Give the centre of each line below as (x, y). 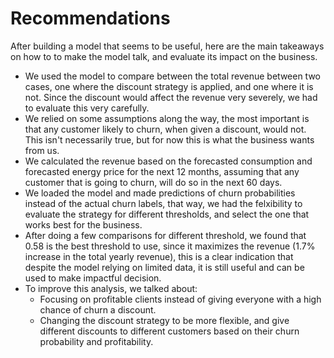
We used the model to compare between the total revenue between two (173, 76)
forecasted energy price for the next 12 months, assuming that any (162, 171)
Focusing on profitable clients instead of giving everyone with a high (180, 299)
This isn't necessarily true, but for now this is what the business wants (169, 139)
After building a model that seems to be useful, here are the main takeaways (167, 46)
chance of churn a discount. (98, 309)
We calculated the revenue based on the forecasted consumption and (168, 161)
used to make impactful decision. (93, 278)
